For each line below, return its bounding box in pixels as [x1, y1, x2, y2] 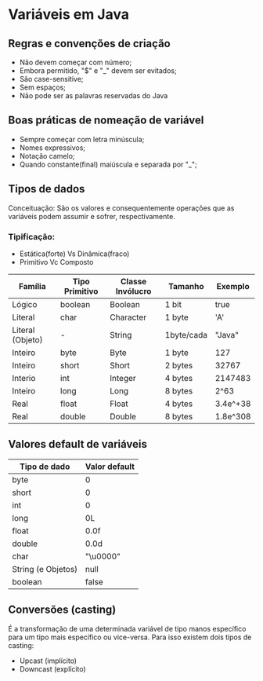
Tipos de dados [8, 182, 85, 196]
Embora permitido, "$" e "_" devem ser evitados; [19, 66, 178, 75]
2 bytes [164, 360, 193, 371]
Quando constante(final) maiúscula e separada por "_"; [19, 159, 197, 169]
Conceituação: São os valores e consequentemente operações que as [8, 203, 235, 213]
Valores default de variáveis [8, 438, 147, 451]
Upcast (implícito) [19, 656, 77, 665]
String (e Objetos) [12, 563, 78, 574]
